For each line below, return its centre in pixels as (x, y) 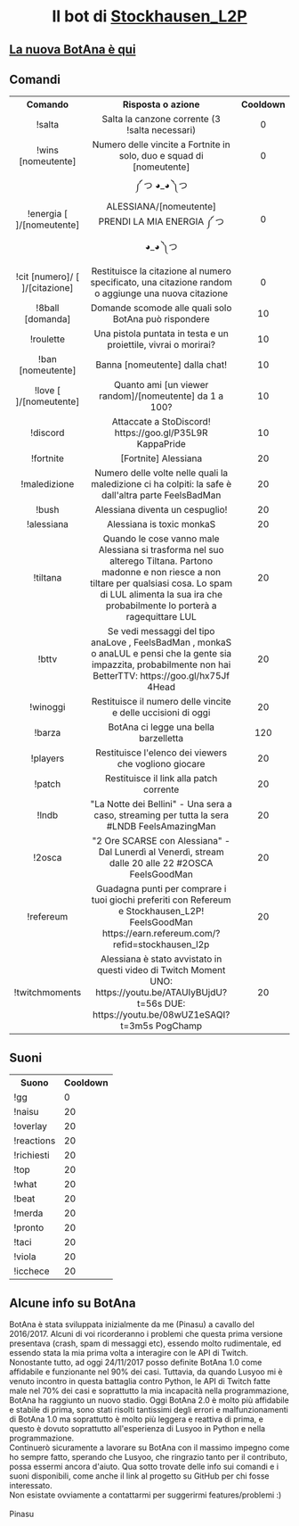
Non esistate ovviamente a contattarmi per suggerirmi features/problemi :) (145, 1495)
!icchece (32, 1271)
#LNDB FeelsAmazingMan (161, 827)
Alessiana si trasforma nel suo (161, 550)
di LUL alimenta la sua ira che (161, 595)
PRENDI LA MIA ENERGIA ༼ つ (161, 222)
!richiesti (32, 1155)
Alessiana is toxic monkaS (161, 524)
